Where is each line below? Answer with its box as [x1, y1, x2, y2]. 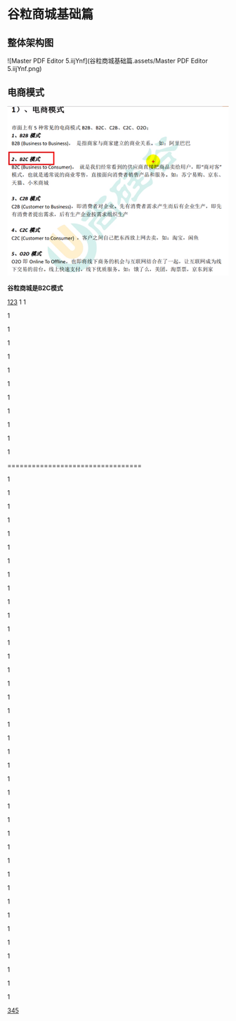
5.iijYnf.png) [7, 65, 42, 72]
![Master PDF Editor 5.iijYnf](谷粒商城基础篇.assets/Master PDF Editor [7, 57, 209, 65]
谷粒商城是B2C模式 [7, 284, 63, 293]
